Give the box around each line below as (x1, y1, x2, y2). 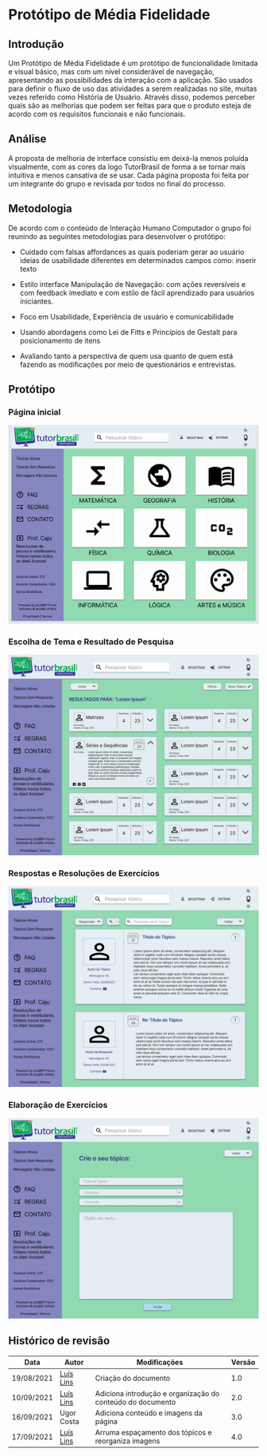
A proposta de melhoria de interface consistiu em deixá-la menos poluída (8, 153, 249, 163)
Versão (230, 1357, 256, 1368)
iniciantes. (19, 296, 54, 306)
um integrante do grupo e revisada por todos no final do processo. (8, 179, 226, 188)
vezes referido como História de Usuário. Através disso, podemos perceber (8, 92, 256, 101)
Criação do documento (95, 1373, 171, 1383)
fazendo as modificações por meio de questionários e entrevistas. (19, 359, 237, 369)
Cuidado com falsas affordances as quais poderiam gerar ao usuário (19, 247, 245, 257)
